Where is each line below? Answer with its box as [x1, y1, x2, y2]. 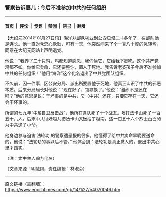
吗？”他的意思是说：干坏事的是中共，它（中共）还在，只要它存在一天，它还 [5, 93, 159, 99]
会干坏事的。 [5, 99, 31, 105]
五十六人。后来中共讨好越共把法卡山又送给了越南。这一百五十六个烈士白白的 [5, 116, 161, 121]
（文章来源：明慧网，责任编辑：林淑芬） [5, 165, 87, 171]
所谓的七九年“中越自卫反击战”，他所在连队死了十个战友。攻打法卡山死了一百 [5, 110, 161, 116]
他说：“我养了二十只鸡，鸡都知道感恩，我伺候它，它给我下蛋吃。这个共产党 [5, 58, 159, 64]
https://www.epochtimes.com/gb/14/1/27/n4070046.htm [5, 186, 120, 192]
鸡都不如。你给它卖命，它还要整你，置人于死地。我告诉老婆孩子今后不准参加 [5, 64, 161, 70]
